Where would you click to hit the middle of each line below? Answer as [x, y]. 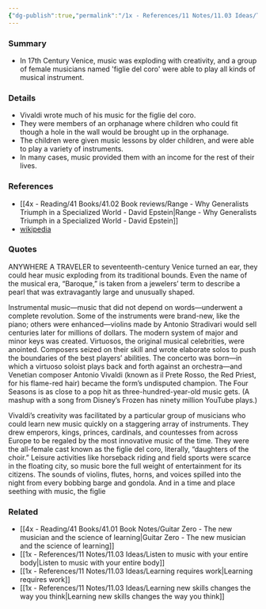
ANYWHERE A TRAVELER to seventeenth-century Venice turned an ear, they [133, 266]
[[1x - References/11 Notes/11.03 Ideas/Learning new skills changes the [135, 588]
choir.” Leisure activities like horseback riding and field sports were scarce [130, 458]
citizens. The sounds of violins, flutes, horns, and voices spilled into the [125, 474]
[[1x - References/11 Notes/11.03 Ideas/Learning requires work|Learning [136, 571]
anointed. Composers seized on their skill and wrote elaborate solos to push [132, 349]
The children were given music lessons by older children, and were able [137, 140]
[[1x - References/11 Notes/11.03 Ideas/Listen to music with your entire [134, 554]
